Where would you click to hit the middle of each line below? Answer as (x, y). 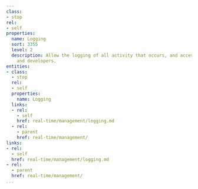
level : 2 (22, 50)
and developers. (37, 61)
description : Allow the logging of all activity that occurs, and (95, 55)
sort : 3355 (25, 45)
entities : (18, 66)
